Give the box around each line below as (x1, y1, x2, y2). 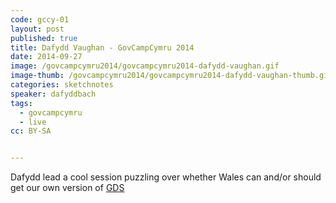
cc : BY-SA (10, 126, 52, 136)
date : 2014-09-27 (10, 52, 83, 62)
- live (19, 117, 47, 127)
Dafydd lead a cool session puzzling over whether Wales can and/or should (10, 171, 322, 183)
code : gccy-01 (10, 14, 70, 25)
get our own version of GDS (10, 182, 125, 194)
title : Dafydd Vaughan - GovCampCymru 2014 (10, 42, 195, 53)
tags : (10, 98, 33, 108)
